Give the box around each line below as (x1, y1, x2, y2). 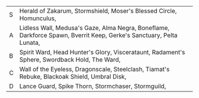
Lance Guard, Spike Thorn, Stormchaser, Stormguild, (19, 82, 166, 90)
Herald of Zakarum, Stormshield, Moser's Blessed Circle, (19, 7, 177, 15)
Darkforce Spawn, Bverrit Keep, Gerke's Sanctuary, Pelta (19, 31, 178, 39)
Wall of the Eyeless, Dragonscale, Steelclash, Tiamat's (19, 65, 170, 73)
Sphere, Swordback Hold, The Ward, (19, 55, 121, 64)
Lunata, (19, 38, 40, 47)
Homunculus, (19, 14, 56, 22)
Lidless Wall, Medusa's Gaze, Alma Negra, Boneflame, (19, 24, 170, 32)
